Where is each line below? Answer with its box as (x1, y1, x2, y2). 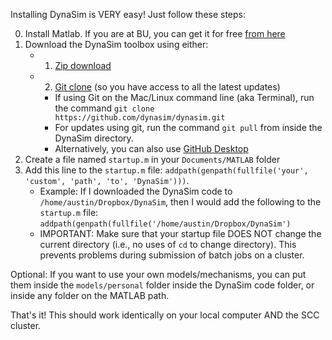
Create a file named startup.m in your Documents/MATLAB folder (24, 154, 281, 165)
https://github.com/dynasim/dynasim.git (54, 113, 226, 123)
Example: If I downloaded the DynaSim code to (39, 185, 233, 197)
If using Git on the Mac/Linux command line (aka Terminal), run (54, 92, 315, 103)
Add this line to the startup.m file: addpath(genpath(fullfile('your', (24, 164, 309, 176)
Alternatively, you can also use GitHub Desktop (54, 143, 249, 154)
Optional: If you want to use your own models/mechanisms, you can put (10, 269, 307, 280)
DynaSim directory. (54, 132, 134, 144)
